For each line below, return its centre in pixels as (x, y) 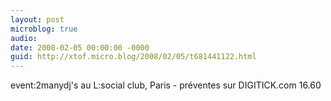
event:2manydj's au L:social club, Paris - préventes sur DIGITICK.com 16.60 (166, 85)
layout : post (37, 19)
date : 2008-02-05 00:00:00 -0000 (80, 47)
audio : (24, 38)
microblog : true (44, 29)
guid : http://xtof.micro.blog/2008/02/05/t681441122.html (133, 57)
